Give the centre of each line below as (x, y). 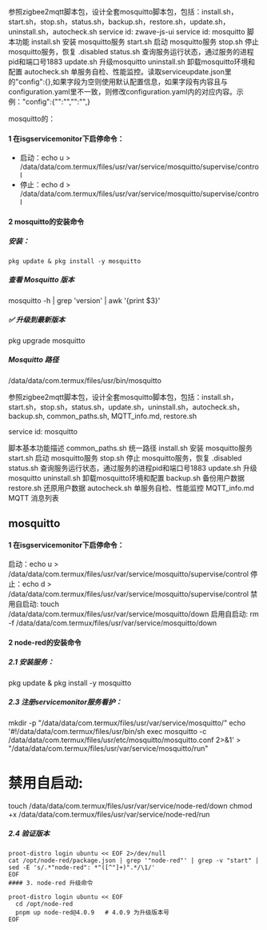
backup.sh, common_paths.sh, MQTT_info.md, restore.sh (103, 416)
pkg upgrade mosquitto (47, 340)
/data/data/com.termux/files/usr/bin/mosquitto (85, 380)
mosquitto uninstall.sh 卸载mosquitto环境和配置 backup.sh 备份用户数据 (127, 477)
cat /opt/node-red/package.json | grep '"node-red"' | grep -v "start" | (134, 860)
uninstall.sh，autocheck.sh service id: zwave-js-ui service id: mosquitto (127, 32)
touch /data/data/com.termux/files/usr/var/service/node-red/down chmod (130, 805)
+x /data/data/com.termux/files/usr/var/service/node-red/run (109, 814)
